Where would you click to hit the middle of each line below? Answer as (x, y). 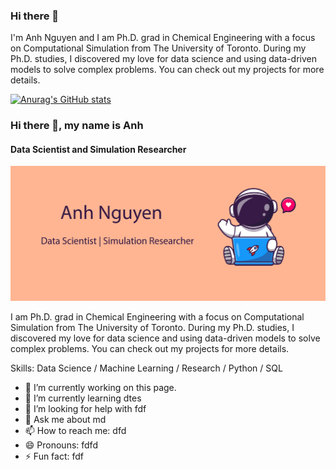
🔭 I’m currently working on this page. (100, 387)
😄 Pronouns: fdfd (61, 445)
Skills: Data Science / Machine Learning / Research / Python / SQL (146, 368)
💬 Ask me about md (65, 419)
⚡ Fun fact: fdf (54, 456)
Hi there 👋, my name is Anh (77, 126)
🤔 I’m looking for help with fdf (85, 408)
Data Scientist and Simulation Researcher (98, 149)
